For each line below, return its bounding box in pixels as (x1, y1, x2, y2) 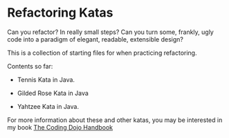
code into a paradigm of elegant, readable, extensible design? (7, 35, 183, 43)
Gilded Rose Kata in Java (17, 89, 89, 97)
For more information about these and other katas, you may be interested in (7, 116, 223, 124)
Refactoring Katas (7, 5, 113, 21)
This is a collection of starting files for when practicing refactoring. (7, 49, 197, 57)
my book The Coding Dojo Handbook (7, 123, 113, 131)
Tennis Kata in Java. (17, 75, 75, 84)
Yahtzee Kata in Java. (17, 102, 80, 110)
